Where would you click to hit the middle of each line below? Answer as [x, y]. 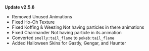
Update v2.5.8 [20, 7]
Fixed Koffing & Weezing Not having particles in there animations [78, 27]
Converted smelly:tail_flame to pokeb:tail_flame [63, 38]
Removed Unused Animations [42, 17]
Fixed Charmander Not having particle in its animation [67, 32]
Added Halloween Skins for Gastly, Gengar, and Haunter [69, 43]
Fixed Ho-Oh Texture [33, 22]
